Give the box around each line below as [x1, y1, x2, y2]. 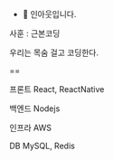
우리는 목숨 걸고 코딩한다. [9, 47, 99, 58]
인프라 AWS [9, 122, 52, 133]
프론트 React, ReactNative [9, 84, 105, 94]
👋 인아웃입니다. [22, 9, 77, 19]
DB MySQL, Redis [9, 140, 75, 151]
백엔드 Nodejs [9, 103, 61, 114]
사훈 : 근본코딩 [9, 28, 61, 39]
